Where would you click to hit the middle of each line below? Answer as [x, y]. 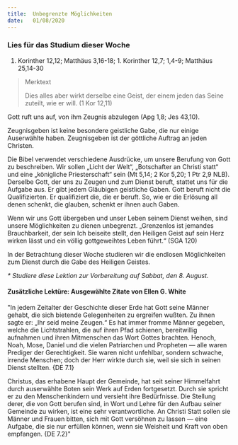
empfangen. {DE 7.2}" [39, 434]
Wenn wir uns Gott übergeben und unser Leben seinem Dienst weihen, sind [118, 218]
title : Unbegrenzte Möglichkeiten [60, 14]
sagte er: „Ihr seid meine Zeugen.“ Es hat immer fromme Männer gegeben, [116, 322]
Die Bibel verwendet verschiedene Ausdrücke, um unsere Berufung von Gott [119, 159]
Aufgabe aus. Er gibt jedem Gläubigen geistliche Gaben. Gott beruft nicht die [119, 189]
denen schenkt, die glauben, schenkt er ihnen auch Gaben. [93, 204]
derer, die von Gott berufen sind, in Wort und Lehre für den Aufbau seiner [114, 404]
